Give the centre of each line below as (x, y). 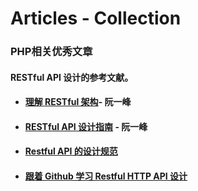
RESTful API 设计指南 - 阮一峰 (86, 126)
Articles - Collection (96, 18)
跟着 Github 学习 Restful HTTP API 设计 (106, 176)
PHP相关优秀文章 (51, 52)
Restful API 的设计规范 (71, 151)
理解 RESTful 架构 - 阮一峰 (78, 102)
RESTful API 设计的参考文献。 (72, 77)
